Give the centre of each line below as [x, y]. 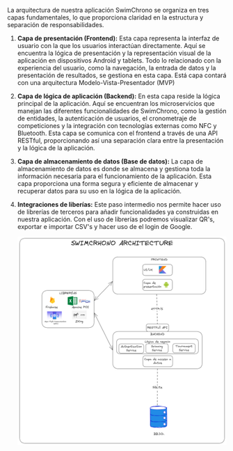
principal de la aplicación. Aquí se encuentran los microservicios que [116, 103]
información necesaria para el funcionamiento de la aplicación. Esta [114, 176]
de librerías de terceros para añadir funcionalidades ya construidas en [118, 212]
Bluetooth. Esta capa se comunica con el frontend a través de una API [117, 133]
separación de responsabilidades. [56, 25]
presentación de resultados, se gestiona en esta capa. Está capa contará [122, 75]
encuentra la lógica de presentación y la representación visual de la [114, 53]
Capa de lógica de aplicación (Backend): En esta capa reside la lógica [119, 96]
